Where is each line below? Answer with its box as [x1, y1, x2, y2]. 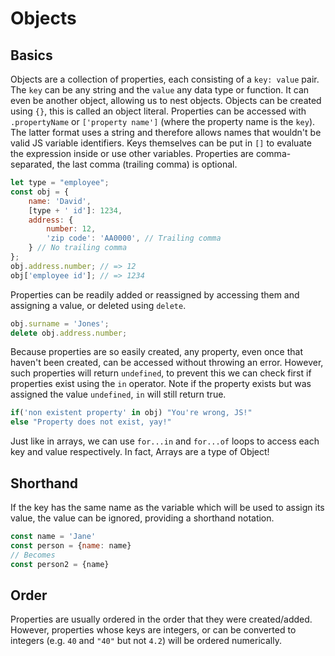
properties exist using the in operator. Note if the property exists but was [10, 378, 312, 390]
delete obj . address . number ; [10, 328, 128, 338]
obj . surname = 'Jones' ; [10, 318, 110, 329]
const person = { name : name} [10, 540, 132, 551]
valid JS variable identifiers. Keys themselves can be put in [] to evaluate [10, 137, 312, 149]
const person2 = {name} [10, 559, 110, 569]
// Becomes [10, 550, 56, 560]
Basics [10, 47, 53, 64]
